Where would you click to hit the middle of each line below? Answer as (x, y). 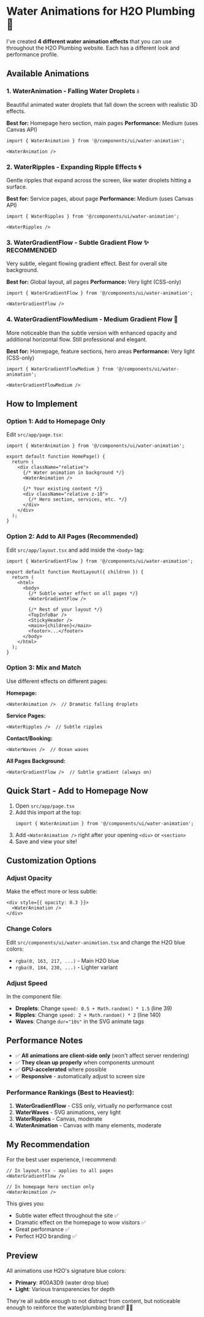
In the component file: (34, 996)
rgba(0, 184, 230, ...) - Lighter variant (66, 967)
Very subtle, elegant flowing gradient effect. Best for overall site (87, 264)
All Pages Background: (36, 761)
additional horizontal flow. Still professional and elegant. (77, 339)
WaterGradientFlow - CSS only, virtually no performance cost (94, 1106)
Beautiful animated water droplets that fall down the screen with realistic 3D (102, 104)
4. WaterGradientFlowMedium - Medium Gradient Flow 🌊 (92, 319)
